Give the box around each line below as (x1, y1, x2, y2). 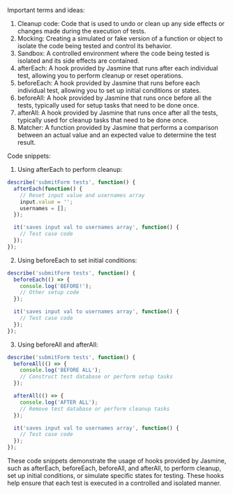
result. (17, 138, 36, 146)
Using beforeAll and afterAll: (17, 340, 98, 349)
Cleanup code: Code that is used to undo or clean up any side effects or (17, 20, 225, 27)
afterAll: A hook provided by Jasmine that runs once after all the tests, (17, 108, 218, 117)
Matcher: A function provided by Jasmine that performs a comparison (17, 124, 218, 131)
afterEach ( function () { (13, 185, 82, 192)
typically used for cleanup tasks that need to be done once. (17, 116, 189, 124)
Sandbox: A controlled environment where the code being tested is (17, 49, 210, 57)
